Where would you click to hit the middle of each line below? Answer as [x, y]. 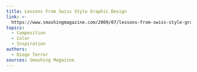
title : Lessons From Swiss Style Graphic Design [67, 11]
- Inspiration [28, 44]
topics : [16, 28]
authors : [17, 49]
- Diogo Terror [30, 55]
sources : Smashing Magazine [40, 60]
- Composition [28, 33]
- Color [21, 38]
